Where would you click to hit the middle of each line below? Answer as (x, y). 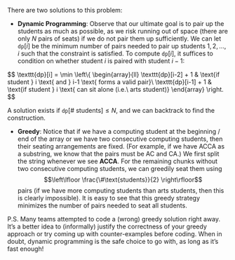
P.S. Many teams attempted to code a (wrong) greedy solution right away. (114, 219)
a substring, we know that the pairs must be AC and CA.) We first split (118, 154)
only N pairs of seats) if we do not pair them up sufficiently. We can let (119, 39)
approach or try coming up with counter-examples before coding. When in (115, 234)
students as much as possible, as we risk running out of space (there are (122, 31)
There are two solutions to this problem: (65, 10)
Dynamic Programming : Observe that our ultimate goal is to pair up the (121, 23)
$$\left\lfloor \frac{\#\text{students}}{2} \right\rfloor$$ (123, 179)
